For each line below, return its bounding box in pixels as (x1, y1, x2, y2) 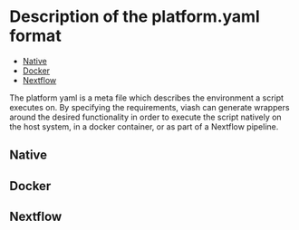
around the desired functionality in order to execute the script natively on (9, 111, 283, 122)
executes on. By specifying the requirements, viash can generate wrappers (9, 101, 290, 112)
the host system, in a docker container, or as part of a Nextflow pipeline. (9, 120, 279, 132)
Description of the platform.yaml (9, 6, 260, 27)
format (9, 25, 62, 46)
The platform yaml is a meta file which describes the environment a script (9, 92, 284, 103)
